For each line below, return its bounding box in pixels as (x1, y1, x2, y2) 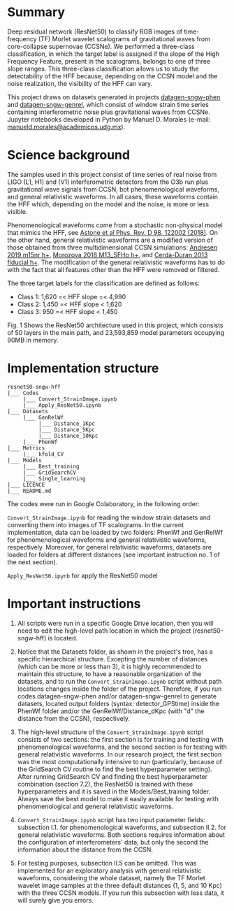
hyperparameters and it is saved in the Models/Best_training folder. (17, 787, 211, 796)
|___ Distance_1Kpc (38, 420, 96, 427)
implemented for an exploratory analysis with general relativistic (17, 866, 202, 875)
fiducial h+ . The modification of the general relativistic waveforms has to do (7, 258, 226, 266)
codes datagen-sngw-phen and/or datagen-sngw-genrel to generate (17, 691, 217, 700)
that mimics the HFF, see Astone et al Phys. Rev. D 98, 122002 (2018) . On (7, 228, 218, 236)
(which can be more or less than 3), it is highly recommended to (17, 662, 202, 670)
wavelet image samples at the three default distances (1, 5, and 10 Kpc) (17, 881, 222, 889)
